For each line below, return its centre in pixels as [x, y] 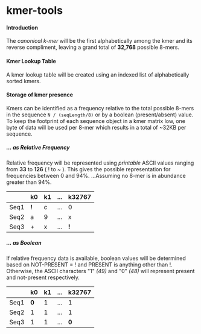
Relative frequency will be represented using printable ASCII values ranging [100, 163]
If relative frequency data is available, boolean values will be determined [96, 258]
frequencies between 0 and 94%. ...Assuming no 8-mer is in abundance [96, 175]
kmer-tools [35, 11]
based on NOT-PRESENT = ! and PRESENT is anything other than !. [90, 264]
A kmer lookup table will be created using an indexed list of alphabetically [98, 74]
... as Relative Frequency [38, 148]
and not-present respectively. [43, 277]
